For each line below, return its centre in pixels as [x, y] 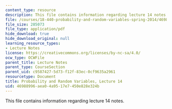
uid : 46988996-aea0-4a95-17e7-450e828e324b [52, 86]
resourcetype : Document [31, 77]
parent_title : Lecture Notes [36, 62]
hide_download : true [27, 34]
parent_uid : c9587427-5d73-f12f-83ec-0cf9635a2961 [60, 72]
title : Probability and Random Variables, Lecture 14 [64, 81]
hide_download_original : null [38, 39]
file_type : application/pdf [35, 29]
